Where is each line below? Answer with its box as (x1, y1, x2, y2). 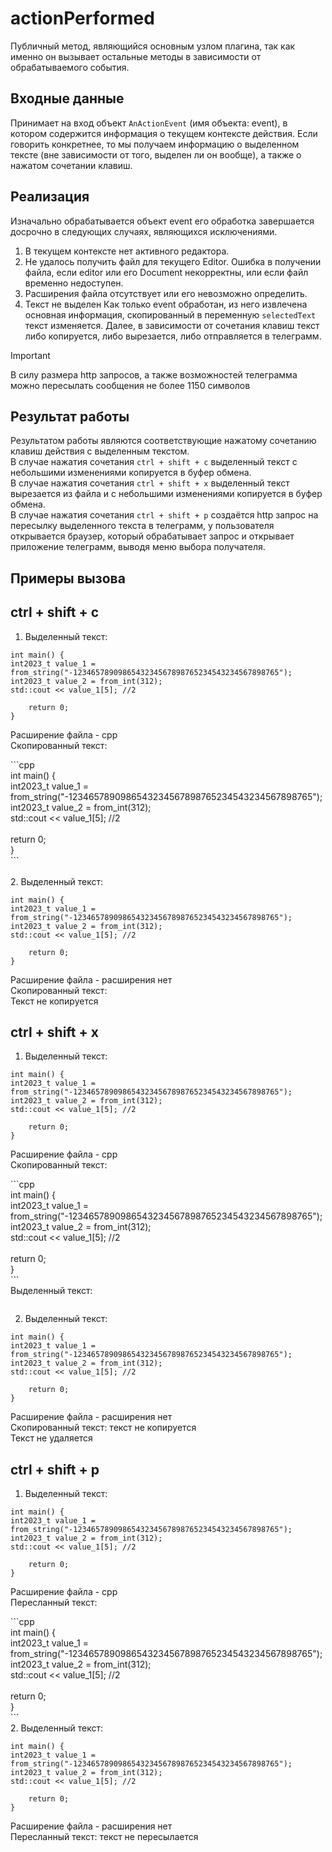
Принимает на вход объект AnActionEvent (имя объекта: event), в (10, 117, 288, 129)
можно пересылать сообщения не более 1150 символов (10, 379, 251, 391)
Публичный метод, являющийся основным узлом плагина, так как (10, 40, 296, 52)
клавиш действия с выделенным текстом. (10, 445, 190, 457)
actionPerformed (10, 7, 155, 30)
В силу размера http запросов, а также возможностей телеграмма (10, 368, 298, 381)
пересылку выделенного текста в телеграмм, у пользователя (10, 520, 275, 532)
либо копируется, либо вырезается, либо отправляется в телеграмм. (24, 330, 322, 342)
